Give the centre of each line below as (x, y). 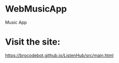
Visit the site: (33, 42)
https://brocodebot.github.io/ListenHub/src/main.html (59, 55)
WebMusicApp (36, 9)
